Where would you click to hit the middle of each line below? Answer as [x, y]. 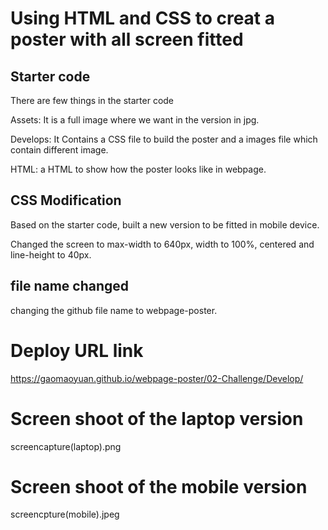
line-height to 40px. [51, 254]
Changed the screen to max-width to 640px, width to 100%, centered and [162, 244]
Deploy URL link [77, 350]
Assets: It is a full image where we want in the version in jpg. [135, 120]
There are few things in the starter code [92, 100]
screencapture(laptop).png [66, 446]
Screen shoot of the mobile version [159, 486]
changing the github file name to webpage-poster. [114, 310]
